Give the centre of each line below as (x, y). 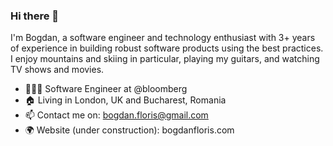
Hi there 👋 (35, 16)
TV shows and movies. (57, 70)
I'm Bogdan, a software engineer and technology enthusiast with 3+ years (163, 38)
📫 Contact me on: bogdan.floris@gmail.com (116, 115)
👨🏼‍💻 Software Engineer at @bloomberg (106, 89)
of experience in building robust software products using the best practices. (167, 48)
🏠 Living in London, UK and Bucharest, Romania (125, 100)
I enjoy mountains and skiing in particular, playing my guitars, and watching (165, 59)
